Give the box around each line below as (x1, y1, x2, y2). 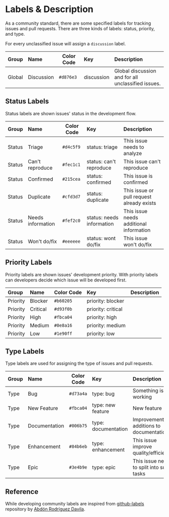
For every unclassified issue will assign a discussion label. (5, 40, 126, 46)
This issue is (123, 172, 153, 179)
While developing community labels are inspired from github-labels (5, 501, 144, 507)
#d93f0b (54, 306, 72, 312)
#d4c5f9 (62, 144, 80, 150)
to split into (132, 464, 159, 471)
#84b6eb (69, 444, 88, 450)
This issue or (123, 187, 154, 194)
